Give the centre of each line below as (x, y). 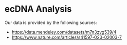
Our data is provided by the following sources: (51, 22)
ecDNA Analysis (38, 9)
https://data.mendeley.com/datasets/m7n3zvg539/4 (64, 32)
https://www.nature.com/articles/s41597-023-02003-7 (67, 37)
